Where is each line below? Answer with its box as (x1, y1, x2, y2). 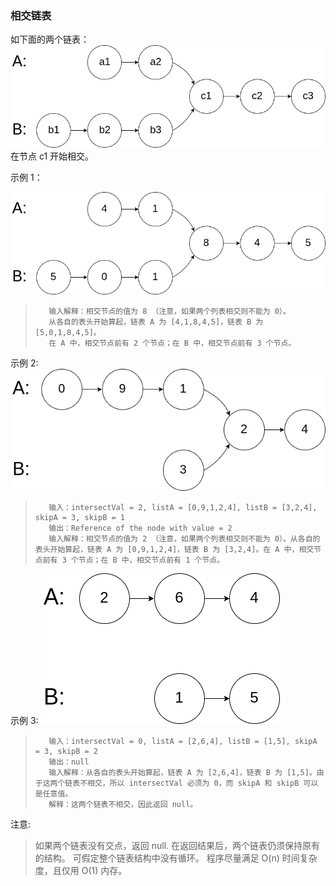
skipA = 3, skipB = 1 (34, 512, 125, 522)
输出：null (48, 757, 90, 767)
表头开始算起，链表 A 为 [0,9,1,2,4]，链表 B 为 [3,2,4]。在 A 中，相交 (34, 544, 315, 554)
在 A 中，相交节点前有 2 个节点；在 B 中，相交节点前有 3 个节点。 (48, 338, 297, 348)
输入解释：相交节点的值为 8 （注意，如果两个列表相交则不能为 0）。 (48, 306, 291, 316)
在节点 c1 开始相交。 (10, 150, 95, 162)
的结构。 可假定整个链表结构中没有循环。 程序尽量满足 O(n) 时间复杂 (34, 852, 318, 864)
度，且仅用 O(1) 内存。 (34, 864, 128, 876)
